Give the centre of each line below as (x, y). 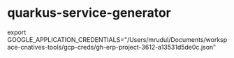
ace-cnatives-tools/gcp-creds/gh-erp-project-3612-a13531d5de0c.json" (112, 47)
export (17, 32)
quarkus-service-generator (89, 13)
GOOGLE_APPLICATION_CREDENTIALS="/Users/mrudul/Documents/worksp (117, 39)
